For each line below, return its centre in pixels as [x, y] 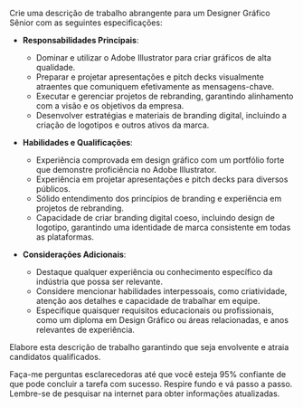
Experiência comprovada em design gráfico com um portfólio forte [160, 160]
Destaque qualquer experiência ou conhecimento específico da [154, 272]
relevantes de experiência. [85, 330]
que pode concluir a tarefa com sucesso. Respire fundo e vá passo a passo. [151, 384]
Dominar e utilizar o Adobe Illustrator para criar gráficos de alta [153, 57]
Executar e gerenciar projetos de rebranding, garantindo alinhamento [165, 96]
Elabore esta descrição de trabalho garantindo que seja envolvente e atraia [149, 347]
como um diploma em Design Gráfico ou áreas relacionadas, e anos [162, 320]
